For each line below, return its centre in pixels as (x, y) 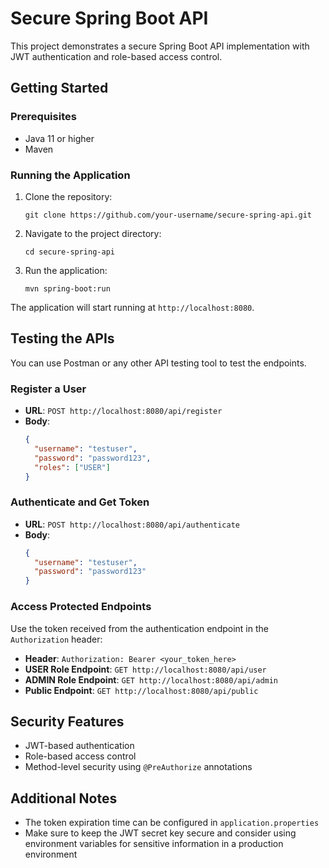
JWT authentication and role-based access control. (116, 56)
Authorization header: (56, 639)
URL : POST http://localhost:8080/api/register (123, 411)
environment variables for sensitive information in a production (154, 844)
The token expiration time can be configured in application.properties (172, 823)
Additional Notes (64, 798)
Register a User (48, 389)
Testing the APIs (62, 338)
